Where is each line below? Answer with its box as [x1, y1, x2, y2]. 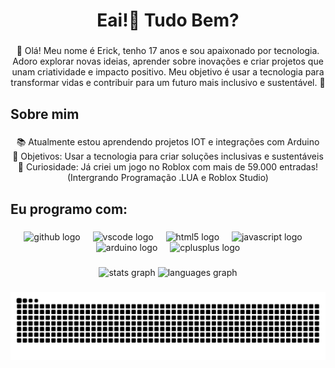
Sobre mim [10, 105, 80, 123]
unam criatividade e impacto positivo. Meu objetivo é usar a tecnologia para [11, 66, 325, 78]
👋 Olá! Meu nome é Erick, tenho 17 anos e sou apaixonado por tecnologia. [16, 45, 320, 57]
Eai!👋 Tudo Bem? [96, 9, 240, 32]
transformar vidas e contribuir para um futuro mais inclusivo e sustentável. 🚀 [10, 77, 326, 89]
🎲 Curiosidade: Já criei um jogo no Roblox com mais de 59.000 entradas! [17, 161, 319, 173]
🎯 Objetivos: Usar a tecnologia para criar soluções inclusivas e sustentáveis [12, 150, 324, 163]
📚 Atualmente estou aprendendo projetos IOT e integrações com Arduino [16, 136, 320, 148]
